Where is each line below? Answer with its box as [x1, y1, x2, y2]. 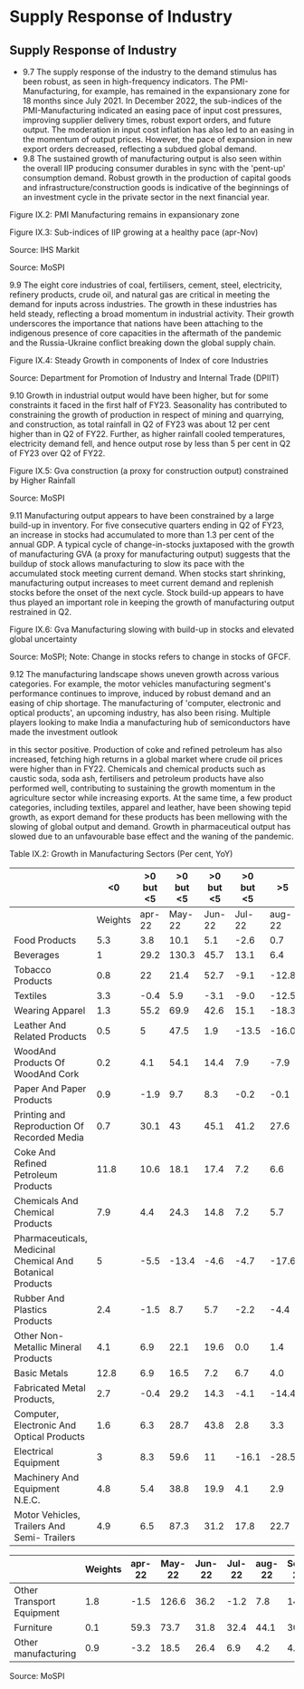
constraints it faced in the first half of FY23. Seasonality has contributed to [9, 400, 288, 410]
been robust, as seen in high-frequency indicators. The [22, 76, 229, 87]
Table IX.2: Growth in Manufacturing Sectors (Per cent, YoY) [9, 849, 233, 859]
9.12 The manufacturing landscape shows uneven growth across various [9, 669, 280, 679]
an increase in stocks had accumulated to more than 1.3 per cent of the [9, 529, 274, 540]
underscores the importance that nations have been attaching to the [9, 318, 264, 328]
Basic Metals [14, 1367, 69, 1379]
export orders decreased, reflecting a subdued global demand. [22, 143, 258, 154]
